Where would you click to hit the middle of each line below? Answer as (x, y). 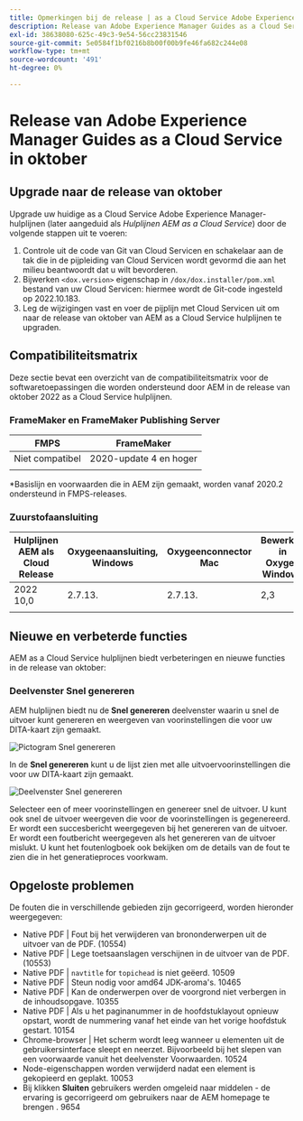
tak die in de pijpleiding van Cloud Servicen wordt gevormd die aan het (154, 260)
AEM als (36, 551)
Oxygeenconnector (209, 551)
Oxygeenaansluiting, (113, 551)
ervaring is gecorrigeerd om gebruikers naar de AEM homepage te (146, 1098)
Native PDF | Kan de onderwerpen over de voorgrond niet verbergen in (154, 992)
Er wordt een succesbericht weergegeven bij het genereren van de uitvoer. (149, 829)
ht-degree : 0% (36, 69)
